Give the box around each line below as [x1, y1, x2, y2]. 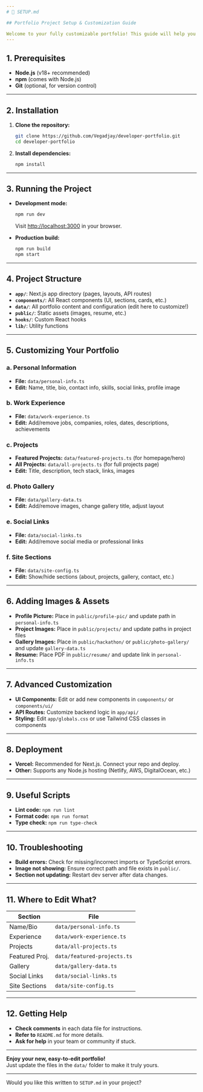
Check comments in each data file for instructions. [14, 1024, 143, 1032]
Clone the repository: [14, 122, 70, 128]
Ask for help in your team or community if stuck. [14, 1038, 137, 1045]
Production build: [14, 234, 60, 242]
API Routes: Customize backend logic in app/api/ [14, 708, 139, 715]
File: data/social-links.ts [14, 531, 82, 539]
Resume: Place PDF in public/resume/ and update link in [14, 651, 156, 658]
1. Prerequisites [6, 53, 66, 64]
